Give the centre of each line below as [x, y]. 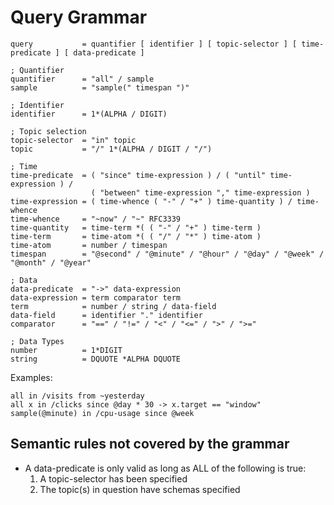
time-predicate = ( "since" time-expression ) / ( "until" [138, 175]
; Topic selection [48, 131]
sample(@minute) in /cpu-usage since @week [102, 413]
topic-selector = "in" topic [73, 140]
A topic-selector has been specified [113, 478]
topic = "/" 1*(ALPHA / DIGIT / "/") [111, 149]
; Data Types [37, 341]
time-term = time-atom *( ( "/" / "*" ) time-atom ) [136, 236]
